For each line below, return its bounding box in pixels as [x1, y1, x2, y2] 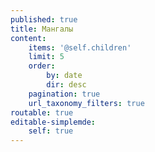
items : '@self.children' [28, 42, 132, 53]
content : [10, 33, 47, 43]
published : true [10, 14, 78, 25]
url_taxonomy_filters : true [28, 98, 145, 108]
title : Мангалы [10, 24, 74, 34]
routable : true [10, 107, 74, 118]
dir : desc [46, 80, 87, 90]
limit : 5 [28, 52, 65, 62]
